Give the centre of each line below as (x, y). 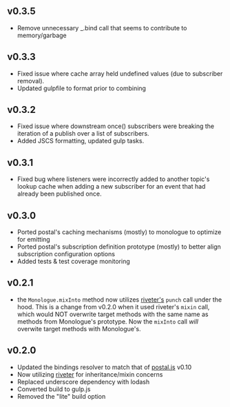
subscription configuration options (66, 254)
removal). (31, 81)
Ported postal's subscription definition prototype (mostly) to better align (119, 247)
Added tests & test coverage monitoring (74, 262)
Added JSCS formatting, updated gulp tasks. (81, 141)
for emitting (33, 240)
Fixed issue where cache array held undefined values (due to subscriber (120, 73)
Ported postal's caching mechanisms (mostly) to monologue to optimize (119, 232)
